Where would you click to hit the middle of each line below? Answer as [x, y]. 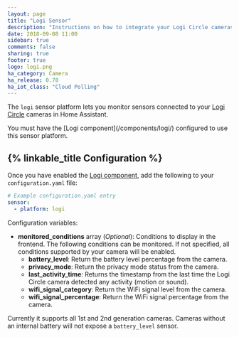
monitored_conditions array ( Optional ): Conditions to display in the [117, 236]
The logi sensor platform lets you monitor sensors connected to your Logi [116, 107]
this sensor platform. [38, 136]
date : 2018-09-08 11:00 [43, 34]
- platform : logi [39, 209]
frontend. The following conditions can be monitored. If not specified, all [123, 244]
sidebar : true [28, 41]
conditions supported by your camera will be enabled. [97, 251]
